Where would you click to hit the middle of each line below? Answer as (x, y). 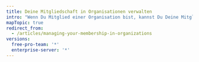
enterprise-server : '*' (41, 50)
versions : (18, 39)
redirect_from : (25, 28)
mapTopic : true (25, 22)
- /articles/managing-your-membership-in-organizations (82, 34)
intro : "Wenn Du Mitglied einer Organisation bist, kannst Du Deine (92, 17)
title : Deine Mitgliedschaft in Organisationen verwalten (79, 12)
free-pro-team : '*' (36, 45)
